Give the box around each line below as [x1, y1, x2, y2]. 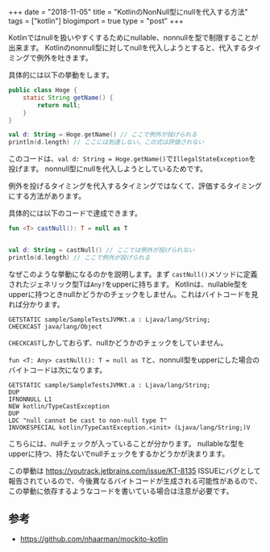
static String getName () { [23, 94, 114, 102]
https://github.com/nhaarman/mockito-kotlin [19, 533, 168, 543]
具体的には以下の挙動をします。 [8, 70, 114, 79]
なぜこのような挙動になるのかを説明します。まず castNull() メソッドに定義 [8, 269, 258, 278]
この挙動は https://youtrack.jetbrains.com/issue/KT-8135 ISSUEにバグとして [8, 466, 261, 475]
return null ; [37, 101, 81, 109]
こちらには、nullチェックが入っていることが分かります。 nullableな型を [8, 438, 245, 448]
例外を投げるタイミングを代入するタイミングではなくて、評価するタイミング [8, 181, 262, 191]
